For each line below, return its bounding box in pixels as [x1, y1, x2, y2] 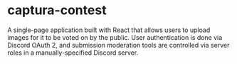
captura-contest [7, 2, 107, 18]
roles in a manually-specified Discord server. [7, 48, 139, 57]
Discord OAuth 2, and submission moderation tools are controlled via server [7, 41, 230, 49]
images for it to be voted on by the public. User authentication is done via [7, 33, 223, 41]
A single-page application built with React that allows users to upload [7, 26, 211, 34]
